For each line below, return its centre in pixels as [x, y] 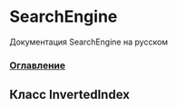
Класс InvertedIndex [69, 95]
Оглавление [38, 65]
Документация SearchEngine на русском [89, 42]
